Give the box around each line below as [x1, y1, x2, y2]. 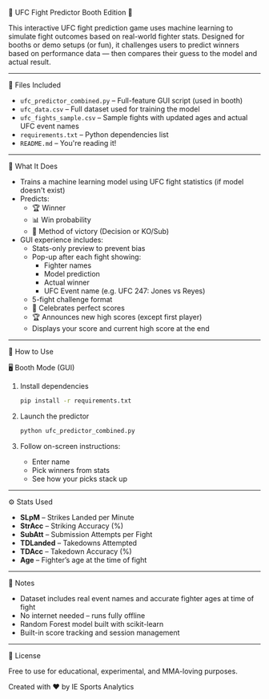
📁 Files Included [8, 80, 62, 90]
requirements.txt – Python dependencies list [19, 130, 170, 139]
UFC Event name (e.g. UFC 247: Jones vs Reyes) [43, 286, 206, 296]
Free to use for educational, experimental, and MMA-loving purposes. [8, 666, 238, 676]
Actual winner [43, 277, 90, 287]
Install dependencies [19, 382, 90, 390]
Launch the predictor [19, 411, 90, 421]
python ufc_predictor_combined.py [19, 426, 135, 434]
